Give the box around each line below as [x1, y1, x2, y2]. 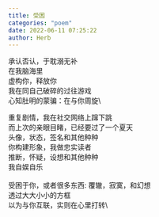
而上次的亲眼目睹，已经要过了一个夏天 [8, 123, 133, 132]
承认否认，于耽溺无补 [8, 56, 78, 66]
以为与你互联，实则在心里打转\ [8, 200, 108, 210]
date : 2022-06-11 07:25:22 [8, 26, 97, 34]
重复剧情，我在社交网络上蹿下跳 [8, 112, 112, 123]
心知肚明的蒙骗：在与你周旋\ [8, 96, 101, 105]
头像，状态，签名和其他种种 [8, 132, 99, 143]
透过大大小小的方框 [8, 191, 71, 200]
